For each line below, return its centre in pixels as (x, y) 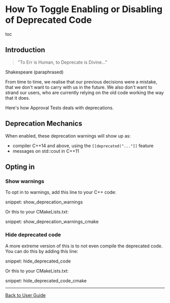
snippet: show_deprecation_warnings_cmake (52, 222)
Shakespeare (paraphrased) (34, 72)
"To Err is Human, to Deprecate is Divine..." (62, 62)
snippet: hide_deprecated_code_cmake (46, 280)
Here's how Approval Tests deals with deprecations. (59, 108)
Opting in (20, 167)
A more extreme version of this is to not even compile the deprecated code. (84, 246)
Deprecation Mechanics (44, 124)
